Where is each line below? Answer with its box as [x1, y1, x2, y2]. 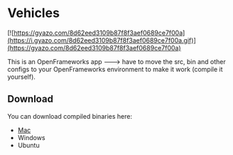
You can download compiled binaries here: [7, 112, 133, 120]
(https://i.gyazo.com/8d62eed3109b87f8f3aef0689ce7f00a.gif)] [7, 36, 197, 44]
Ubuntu [17, 141, 40, 149]
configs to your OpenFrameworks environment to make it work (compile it [7, 65, 223, 73]
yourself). [7, 73, 36, 81]
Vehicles [7, 5, 60, 21]
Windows [17, 133, 45, 141]
